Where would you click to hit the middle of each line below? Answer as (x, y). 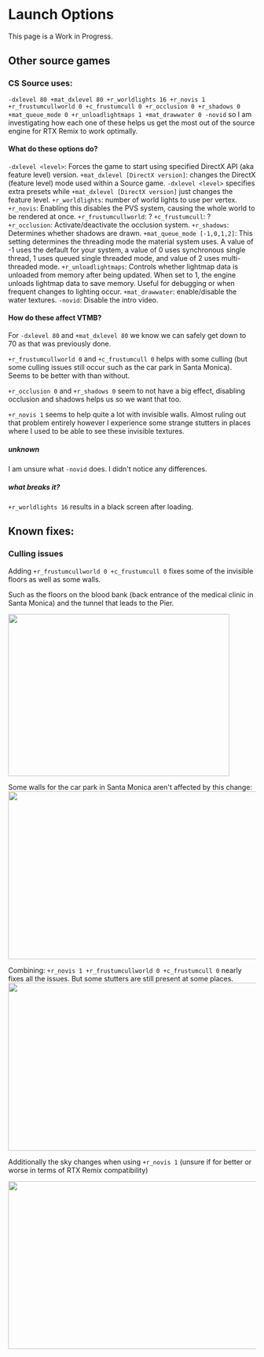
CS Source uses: (40, 83)
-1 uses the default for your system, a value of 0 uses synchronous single (127, 250)
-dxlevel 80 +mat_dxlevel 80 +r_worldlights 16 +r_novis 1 (107, 100)
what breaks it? (34, 487)
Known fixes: (41, 532)
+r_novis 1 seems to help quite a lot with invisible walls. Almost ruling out (127, 415)
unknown (24, 449)
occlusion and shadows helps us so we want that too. (95, 399)
